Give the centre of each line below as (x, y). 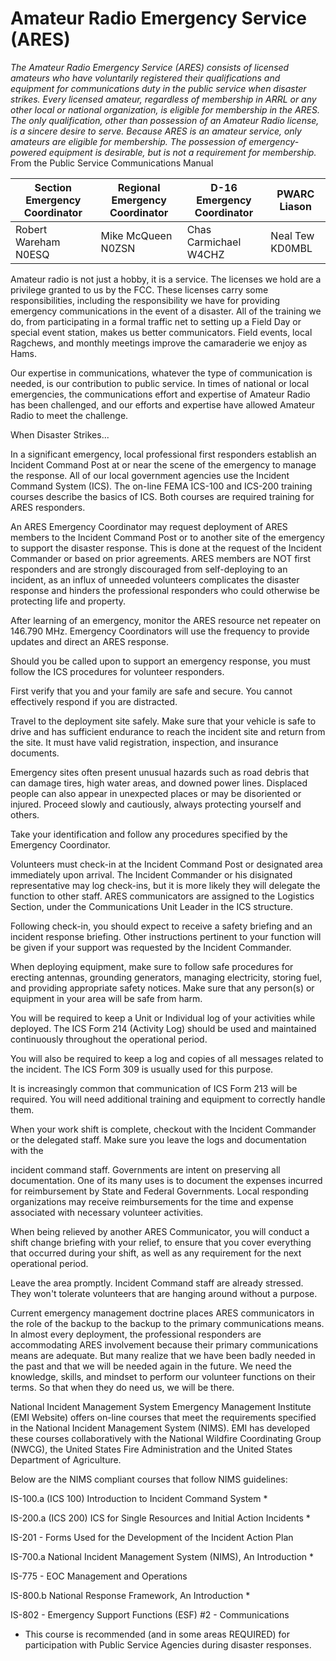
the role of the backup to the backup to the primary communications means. (167, 1323)
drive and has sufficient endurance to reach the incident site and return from (168, 731)
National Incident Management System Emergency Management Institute (161, 1406)
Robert (31, 229)
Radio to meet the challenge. (69, 415)
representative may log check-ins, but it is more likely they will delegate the (165, 885)
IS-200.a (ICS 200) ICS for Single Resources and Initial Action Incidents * (160, 1518)
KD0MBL (291, 248)
